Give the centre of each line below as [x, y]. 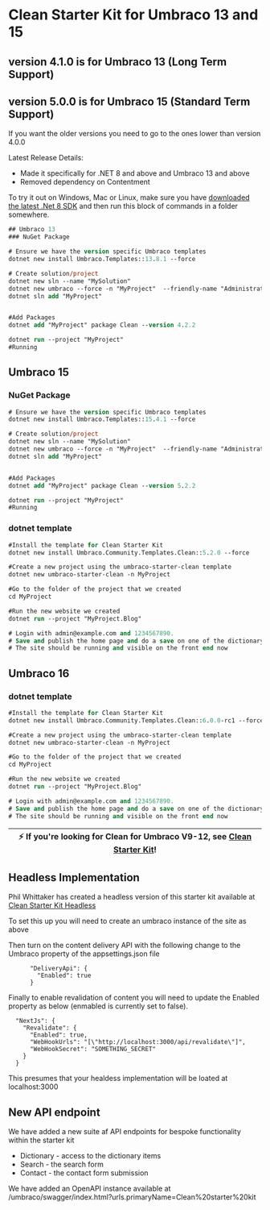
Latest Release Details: [46, 158]
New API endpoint [54, 1112]
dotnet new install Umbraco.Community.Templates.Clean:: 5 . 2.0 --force [129, 553]
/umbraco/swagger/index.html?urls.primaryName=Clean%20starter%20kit [132, 1197]
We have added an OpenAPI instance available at [90, 1189]
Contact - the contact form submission [84, 1173]
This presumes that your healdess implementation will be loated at [118, 1079]
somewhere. [29, 214]
